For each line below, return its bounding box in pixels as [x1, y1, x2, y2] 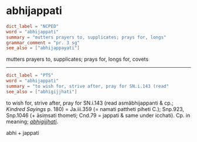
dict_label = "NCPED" [6, 23, 59, 29]
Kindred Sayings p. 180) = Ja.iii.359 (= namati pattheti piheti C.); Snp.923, [6, 105, 185, 112]
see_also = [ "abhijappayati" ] [6, 45, 80, 51]
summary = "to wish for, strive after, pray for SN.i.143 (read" [6, 84, 169, 89]
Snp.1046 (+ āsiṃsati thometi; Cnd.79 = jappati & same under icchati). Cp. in [6, 112, 191, 119]
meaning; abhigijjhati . [6, 118, 59, 125]
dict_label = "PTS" [6, 72, 54, 78]
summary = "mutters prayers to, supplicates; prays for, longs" [6, 34, 167, 40]
